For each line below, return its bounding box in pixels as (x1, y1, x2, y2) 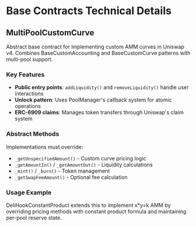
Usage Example (6, 188, 52, 196)
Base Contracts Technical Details (6, 4, 172, 18)
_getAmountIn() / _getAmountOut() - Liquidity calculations (14, 161, 153, 168)
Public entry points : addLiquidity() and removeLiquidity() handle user (14, 84, 190, 91)
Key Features (6, 70, 45, 78)
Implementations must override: (6, 143, 84, 150)
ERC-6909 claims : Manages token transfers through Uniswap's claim (14, 109, 184, 116)
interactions (14, 90, 44, 97)
